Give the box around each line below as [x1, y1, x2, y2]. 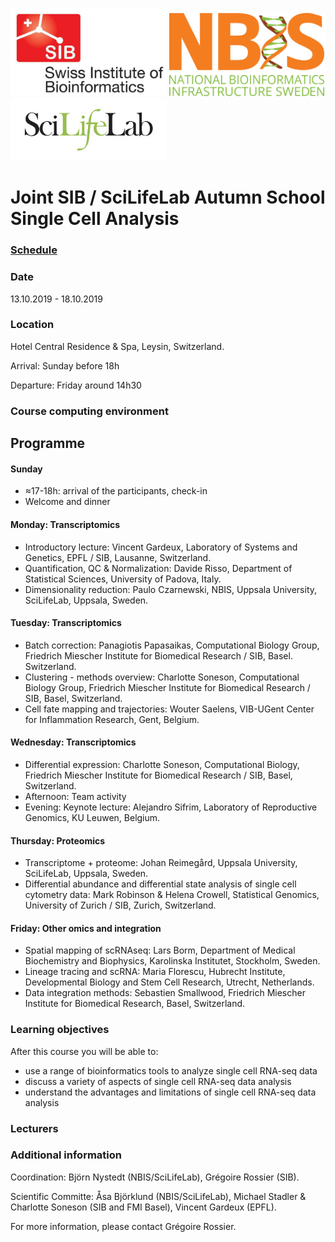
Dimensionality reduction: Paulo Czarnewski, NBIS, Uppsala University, [24, 583, 318, 595]
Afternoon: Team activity [24, 790, 127, 802]
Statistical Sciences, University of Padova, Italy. [24, 573, 222, 585]
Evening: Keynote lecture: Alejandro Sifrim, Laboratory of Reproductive [24, 801, 318, 813]
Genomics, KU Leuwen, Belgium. [24, 811, 161, 823]
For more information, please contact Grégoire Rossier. [10, 1220, 237, 1232]
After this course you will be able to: [10, 1045, 159, 1057]
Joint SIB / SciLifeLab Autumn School [10, 186, 326, 209]
